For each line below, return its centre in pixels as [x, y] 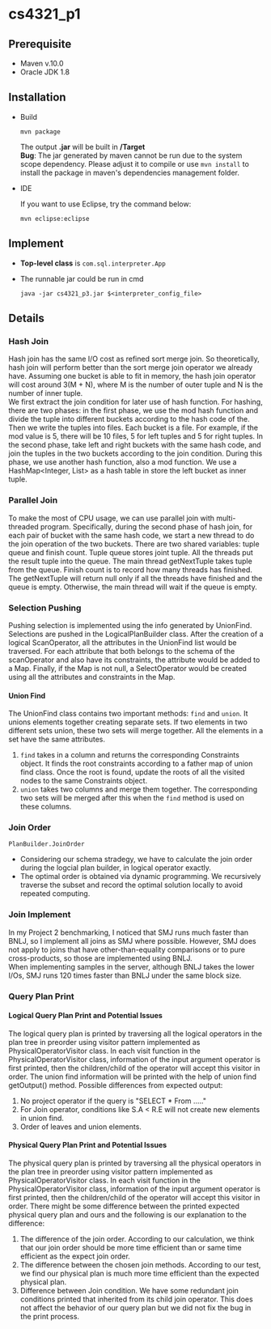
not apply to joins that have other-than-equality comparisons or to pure [127, 949]
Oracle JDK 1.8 [45, 72]
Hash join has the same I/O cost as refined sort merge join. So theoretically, [134, 359]
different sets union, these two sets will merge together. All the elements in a [136, 731]
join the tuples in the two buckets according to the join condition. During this [135, 453]
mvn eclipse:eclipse [55, 219]
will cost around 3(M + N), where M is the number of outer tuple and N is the [136, 384]
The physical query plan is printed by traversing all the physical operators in [135, 1163]
